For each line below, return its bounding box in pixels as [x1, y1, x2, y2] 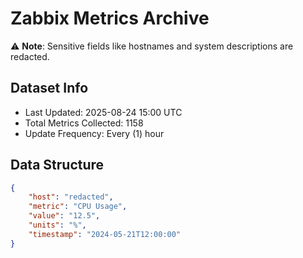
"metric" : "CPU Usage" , [28, 202, 128, 212]
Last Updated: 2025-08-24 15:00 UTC [24, 106, 183, 118]
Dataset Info [10, 80, 89, 97]
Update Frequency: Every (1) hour [24, 127, 165, 139]
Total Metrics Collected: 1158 [24, 117, 144, 129]
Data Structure [10, 157, 105, 174]
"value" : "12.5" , [28, 211, 101, 221]
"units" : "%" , [28, 220, 87, 231]
